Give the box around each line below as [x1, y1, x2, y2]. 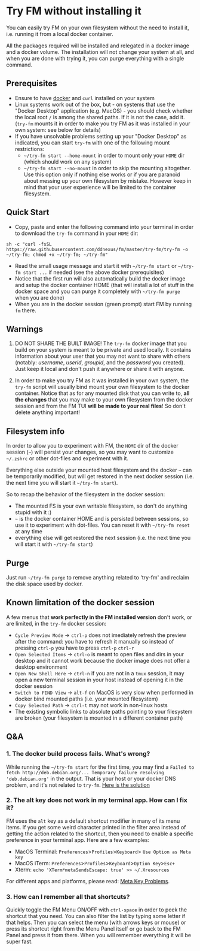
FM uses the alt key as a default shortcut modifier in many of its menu [6, 817, 180, 825]
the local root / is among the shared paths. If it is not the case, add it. [14, 113, 185, 120]
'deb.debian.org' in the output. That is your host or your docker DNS [6, 775, 176, 782]
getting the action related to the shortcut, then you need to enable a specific [6, 830, 194, 837]
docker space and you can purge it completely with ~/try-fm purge [14, 288, 180, 295]
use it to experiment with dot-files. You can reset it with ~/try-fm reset [14, 521, 190, 529]
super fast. [6, 938, 33, 945]
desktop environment [14, 663, 67, 671]
